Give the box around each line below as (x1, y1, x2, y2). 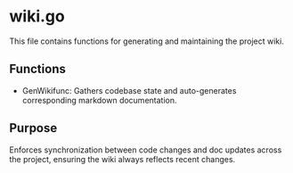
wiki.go (9, 6, 65, 27)
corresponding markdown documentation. (21, 95, 177, 105)
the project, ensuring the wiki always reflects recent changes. (9, 153, 236, 164)
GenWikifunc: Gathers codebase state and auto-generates (21, 85, 237, 95)
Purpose (9, 120, 58, 136)
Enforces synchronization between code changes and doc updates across (9, 144, 282, 155)
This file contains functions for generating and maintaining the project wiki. (9, 36, 285, 46)
